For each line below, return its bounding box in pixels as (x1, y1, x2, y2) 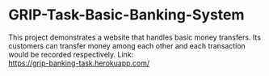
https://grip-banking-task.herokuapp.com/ (8, 58, 150, 68)
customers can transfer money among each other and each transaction (8, 40, 246, 50)
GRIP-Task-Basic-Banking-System (8, 6, 245, 24)
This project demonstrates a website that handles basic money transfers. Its (8, 32, 261, 42)
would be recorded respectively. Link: (8, 49, 134, 59)
